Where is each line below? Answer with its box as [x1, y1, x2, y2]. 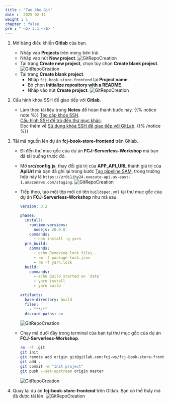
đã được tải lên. [12, 393, 45, 399]
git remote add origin [20, 355, 68, 360]
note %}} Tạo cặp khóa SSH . [20, 112, 79, 119]
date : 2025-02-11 [5, 12, 46, 17]
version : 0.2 [20, 204, 48, 209]
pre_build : [24, 241, 48, 246]
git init [20, 350, 39, 355]
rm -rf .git [20, 345, 45, 351]
